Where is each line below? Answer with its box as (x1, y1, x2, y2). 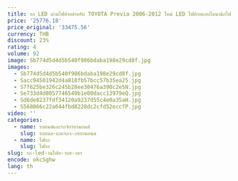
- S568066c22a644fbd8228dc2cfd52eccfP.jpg (13, 103, 141, 110)
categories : (7, 116, 43, 123)
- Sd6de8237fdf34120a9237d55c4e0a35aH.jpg (13, 97, 141, 104)
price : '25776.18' (7, 17, 62, 24)
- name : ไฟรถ (13, 136, 50, 143)
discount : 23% (7, 37, 50, 44)
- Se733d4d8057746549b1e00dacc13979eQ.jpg (13, 90, 141, 97)
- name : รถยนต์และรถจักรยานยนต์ (13, 123, 90, 130)
